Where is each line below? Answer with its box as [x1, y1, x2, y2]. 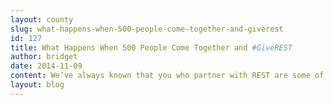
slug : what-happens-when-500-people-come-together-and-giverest [10, 24, 284, 34]
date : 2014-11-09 [10, 61, 83, 71]
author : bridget [10, 52, 78, 62]
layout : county [10, 14, 74, 25]
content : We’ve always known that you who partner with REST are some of [10, 71, 325, 81]
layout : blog [10, 80, 65, 90]
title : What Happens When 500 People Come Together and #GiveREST [10, 42, 293, 53]
